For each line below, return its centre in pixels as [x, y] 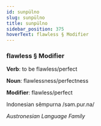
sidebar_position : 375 [35, 29]
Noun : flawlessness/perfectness [47, 81]
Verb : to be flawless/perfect [42, 69]
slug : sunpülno [26, 18]
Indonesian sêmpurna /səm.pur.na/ [50, 105]
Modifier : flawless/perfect [39, 93]
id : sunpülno [23, 12]
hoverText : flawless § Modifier [47, 35]
